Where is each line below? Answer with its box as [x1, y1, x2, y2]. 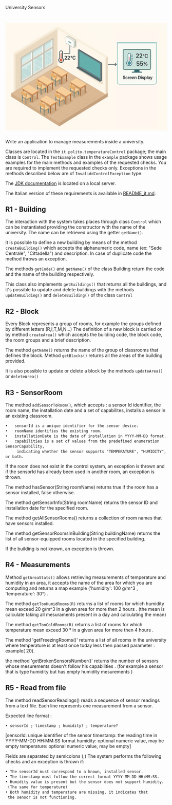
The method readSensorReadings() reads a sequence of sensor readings [5, 697, 160, 703]
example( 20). [5, 647, 35, 654]
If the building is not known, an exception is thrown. [5, 546, 114, 552]
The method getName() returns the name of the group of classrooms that [5, 347, 159, 353]
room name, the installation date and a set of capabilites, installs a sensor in [5, 407, 166, 414]
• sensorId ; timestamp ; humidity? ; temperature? [5, 723, 118, 728]
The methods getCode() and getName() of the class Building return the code [5, 266, 165, 272]
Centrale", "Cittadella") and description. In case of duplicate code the [5, 250, 152, 256]
